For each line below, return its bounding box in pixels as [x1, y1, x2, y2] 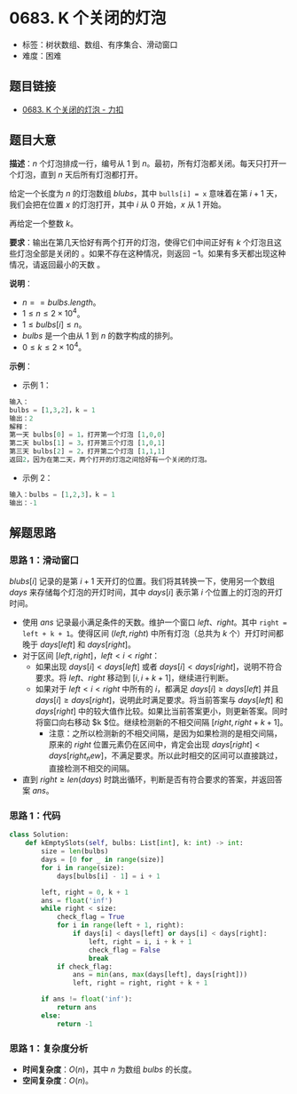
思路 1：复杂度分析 [9, 1042, 89, 1054]
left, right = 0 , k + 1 [41, 888, 129, 897]
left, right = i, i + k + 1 [88, 937, 192, 946]
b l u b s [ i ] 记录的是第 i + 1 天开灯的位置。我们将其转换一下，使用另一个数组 [9, 576, 276, 587]
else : [41, 1010, 62, 1020]
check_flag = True [56, 913, 125, 922]
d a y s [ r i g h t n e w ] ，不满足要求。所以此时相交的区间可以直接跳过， [48, 750, 283, 763]
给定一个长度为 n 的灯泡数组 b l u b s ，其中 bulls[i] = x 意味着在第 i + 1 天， [9, 188, 282, 198]
